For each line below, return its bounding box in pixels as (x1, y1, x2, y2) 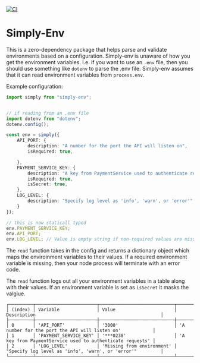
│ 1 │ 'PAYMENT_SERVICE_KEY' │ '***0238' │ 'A (6, 333, 185, 339)
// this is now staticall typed (6, 220, 86, 226)
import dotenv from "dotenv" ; (6, 116, 82, 122)
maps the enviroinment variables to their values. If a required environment (6, 253, 187, 261)
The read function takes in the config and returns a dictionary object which (6, 247, 189, 254)
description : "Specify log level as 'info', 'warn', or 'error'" (27, 198, 193, 204)
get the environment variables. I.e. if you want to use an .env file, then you (6, 58, 188, 65)
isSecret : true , (27, 181, 68, 187)
